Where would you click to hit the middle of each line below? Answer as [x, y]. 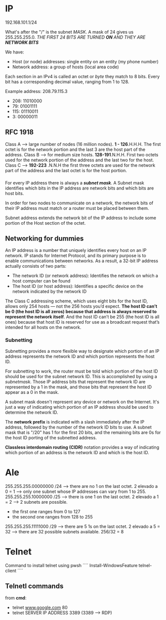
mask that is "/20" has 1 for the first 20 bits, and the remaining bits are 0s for [83, 432]
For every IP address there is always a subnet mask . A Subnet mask [75, 183]
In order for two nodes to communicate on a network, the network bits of [79, 203]
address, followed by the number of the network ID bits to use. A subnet [79, 427]
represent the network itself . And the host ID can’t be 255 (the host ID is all [82, 317]
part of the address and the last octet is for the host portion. [66, 170]
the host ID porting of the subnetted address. [51, 437]
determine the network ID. [32, 412]
